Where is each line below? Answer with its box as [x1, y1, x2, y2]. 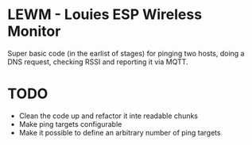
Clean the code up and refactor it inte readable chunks [18, 111, 199, 120]
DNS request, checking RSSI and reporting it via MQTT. [7, 57, 188, 67]
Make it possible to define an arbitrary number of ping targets [18, 128, 221, 137]
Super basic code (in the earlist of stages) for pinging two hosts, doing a [7, 48, 245, 58]
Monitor [7, 22, 61, 40]
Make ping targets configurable [18, 119, 122, 128]
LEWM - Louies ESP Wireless [7, 6, 203, 24]
